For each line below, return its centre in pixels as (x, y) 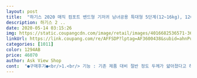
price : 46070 (22, 55)
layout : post (22, 11)
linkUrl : (17, 39)
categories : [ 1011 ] (30, 45)
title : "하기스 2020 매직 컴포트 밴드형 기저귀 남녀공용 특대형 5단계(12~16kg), (94, 17)
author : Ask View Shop (34, 60)
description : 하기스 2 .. (36, 22)
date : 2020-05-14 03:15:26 (39, 28)
